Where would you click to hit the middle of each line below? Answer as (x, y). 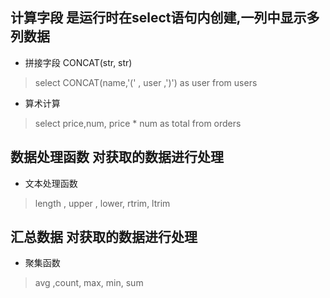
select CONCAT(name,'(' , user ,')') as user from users (146, 82)
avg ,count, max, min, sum (89, 283)
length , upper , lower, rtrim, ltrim (102, 203)
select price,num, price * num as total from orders (138, 123)
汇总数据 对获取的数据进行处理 (104, 237)
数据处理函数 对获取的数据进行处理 (117, 157)
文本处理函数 (51, 183)
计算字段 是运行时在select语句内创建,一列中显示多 (165, 18)
